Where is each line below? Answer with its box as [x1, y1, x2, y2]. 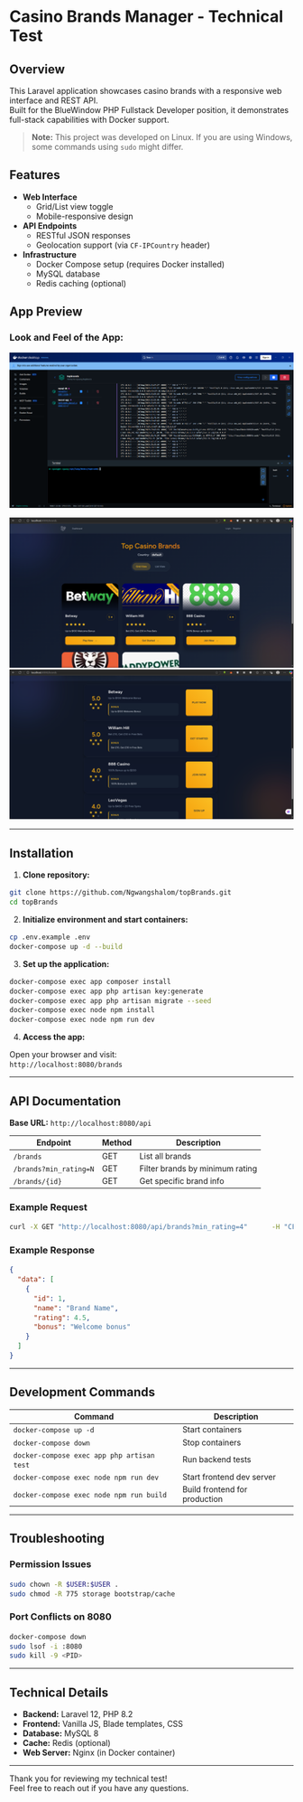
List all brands [139, 1150, 192, 1161]
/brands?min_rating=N [13, 1164, 95, 1174]
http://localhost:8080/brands [9, 1060, 124, 1070]
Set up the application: [22, 958, 110, 969]
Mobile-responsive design [35, 211, 133, 221]
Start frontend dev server [181, 1471, 277, 1483]
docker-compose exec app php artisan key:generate [9, 987, 204, 996]
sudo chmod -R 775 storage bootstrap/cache [9, 1589, 176, 1599]
